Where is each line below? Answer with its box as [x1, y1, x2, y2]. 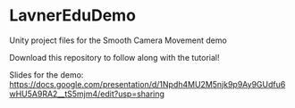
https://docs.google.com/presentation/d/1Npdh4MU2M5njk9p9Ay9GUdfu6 [9, 79, 286, 89]
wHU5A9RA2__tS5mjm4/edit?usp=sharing [9, 88, 165, 99]
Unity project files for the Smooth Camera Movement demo [9, 35, 228, 46]
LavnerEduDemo [9, 5, 137, 26]
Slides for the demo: [9, 69, 84, 80]
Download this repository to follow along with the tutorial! [9, 52, 220, 62]
